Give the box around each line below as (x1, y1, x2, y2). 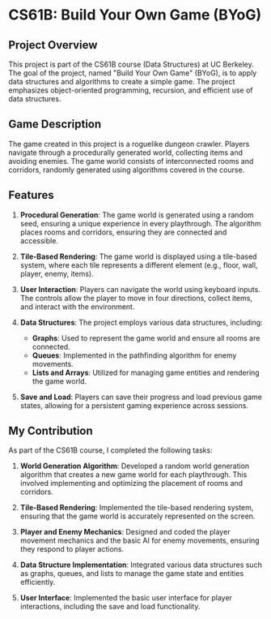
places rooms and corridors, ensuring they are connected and (19, 227, 227, 237)
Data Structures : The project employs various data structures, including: (19, 317, 263, 327)
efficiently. (19, 578, 56, 587)
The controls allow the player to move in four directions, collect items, (19, 293, 253, 303)
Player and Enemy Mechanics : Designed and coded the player (19, 527, 231, 537)
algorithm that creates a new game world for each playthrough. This (19, 470, 248, 479)
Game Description (8, 118, 102, 131)
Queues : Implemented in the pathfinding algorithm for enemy (32, 350, 237, 360)
